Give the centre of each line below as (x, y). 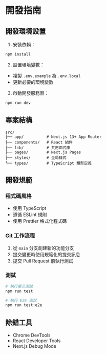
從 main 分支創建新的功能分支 (43, 248)
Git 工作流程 (20, 236)
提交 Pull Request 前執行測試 (43, 261)
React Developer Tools (37, 341)
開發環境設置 (26, 31)
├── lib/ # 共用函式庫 (38, 148)
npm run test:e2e (24, 305)
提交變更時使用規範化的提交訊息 (46, 254)
